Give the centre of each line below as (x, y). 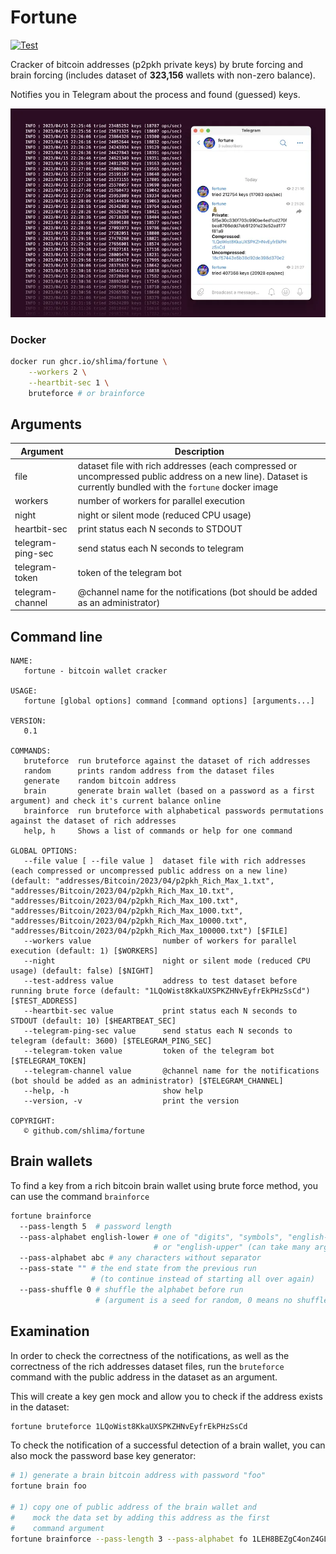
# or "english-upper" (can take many (232, 1247)
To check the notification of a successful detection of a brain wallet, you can (168, 1445)
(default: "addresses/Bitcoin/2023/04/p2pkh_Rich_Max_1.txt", (142, 881)
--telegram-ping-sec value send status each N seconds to (158, 1031)
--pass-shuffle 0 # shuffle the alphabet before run (131, 1289)
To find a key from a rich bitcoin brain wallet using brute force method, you (164, 1185)
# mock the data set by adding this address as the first (140, 1517)
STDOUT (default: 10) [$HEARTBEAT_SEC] (93, 1021)
